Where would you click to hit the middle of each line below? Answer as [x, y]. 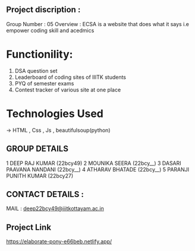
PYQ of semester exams [44, 83]
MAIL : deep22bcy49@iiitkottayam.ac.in [55, 209]
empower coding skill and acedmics [50, 30]
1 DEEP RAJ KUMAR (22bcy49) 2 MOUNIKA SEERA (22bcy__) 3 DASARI [94, 163]
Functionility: [40, 54]
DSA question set [36, 71]
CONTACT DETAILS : [45, 194]
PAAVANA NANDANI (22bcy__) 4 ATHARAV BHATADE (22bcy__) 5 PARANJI [98, 169]
